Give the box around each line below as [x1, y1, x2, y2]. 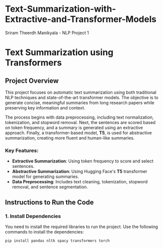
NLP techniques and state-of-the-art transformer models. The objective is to [5, 94, 159, 100]
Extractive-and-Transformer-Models [5, 14, 157, 25]
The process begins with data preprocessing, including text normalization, [5, 114, 154, 120]
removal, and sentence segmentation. [12, 184, 88, 190]
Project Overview [5, 76, 59, 85]
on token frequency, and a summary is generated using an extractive [5, 124, 143, 130]
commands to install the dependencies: [5, 229, 84, 234]
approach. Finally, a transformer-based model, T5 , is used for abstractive [5, 130, 152, 136]
